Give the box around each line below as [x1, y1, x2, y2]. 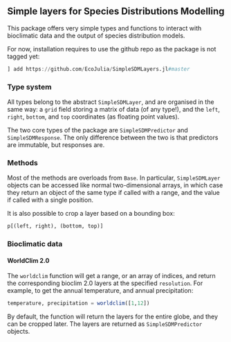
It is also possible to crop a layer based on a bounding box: [7, 210, 175, 218]
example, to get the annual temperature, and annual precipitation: [7, 287, 194, 295]
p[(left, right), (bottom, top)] [7, 223, 104, 230]
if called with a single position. [7, 196, 93, 204]
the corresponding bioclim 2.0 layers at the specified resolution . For [7, 279, 203, 287]
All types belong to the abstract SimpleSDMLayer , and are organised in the [7, 97, 214, 106]
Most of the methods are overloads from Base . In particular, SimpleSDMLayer [7, 173, 221, 182]
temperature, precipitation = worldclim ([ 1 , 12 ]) [7, 300, 150, 307]
